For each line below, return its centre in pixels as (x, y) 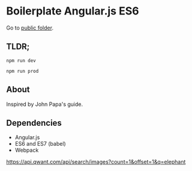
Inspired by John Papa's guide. (44, 104)
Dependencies (34, 123)
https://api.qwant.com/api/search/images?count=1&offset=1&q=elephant (96, 162)
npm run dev (21, 61)
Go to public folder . (30, 28)
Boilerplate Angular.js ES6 (73, 11)
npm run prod (22, 71)
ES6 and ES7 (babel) (40, 144)
